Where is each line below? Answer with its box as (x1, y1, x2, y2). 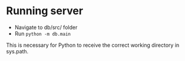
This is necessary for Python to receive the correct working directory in (6, 41, 180, 49)
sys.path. (6, 47, 29, 54)
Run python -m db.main (14, 30, 71, 37)
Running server (6, 4, 84, 18)
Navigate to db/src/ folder (14, 24, 78, 31)
